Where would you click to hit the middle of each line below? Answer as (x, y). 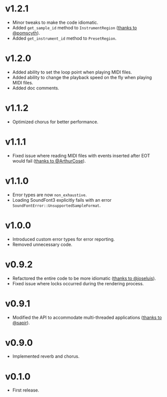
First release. (26, 390)
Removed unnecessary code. (42, 244)
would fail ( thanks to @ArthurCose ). (49, 161)
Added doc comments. (36, 88)
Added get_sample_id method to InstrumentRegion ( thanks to (75, 27)
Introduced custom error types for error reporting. (64, 239)
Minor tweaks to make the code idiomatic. (55, 22)
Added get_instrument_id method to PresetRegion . (64, 38)
